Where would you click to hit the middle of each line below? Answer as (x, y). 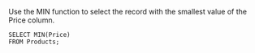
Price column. (32, 20)
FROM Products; (34, 42)
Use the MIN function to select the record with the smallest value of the (128, 12)
